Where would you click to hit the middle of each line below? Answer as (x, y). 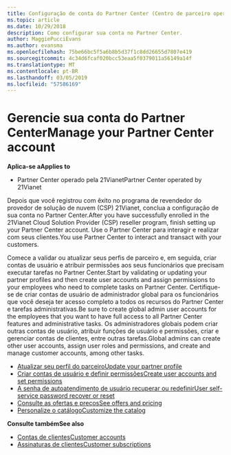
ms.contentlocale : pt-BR (43, 71)
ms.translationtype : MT (41, 65)
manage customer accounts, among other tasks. (76, 353)
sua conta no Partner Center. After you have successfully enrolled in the (108, 215)
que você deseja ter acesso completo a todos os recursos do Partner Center (115, 302)
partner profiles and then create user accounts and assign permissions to (111, 280)
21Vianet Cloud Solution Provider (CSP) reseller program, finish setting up (111, 223)
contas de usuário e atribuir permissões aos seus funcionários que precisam (115, 265)
